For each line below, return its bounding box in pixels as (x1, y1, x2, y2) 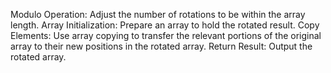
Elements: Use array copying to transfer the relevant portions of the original (10, 30, 322, 41)
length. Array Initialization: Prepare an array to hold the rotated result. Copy (10, 19, 320, 31)
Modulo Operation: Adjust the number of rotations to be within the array (10, 9, 306, 20)
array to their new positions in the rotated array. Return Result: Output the (10, 40, 313, 52)
